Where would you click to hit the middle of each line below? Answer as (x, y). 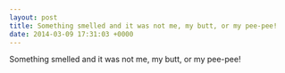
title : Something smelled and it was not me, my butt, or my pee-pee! (143, 26)
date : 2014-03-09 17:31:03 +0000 (71, 34)
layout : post (34, 17)
